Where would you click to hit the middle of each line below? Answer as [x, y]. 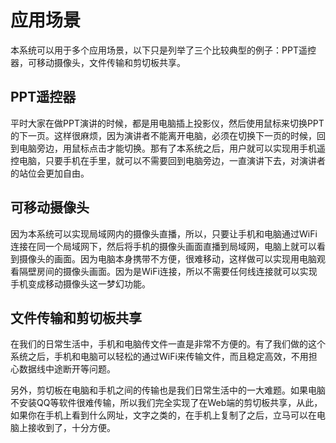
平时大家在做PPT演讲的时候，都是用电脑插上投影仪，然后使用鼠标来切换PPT [167, 123]
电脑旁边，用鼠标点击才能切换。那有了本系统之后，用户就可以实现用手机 [167, 148]
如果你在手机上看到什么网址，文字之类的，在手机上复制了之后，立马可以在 [163, 415]
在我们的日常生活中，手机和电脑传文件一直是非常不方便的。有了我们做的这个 [168, 344]
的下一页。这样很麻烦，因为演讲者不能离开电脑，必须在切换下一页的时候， [163, 135]
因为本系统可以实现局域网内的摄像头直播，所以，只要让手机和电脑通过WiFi [164, 233]
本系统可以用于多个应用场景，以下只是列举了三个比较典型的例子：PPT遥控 [163, 50]
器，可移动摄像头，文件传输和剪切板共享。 [98, 62]
